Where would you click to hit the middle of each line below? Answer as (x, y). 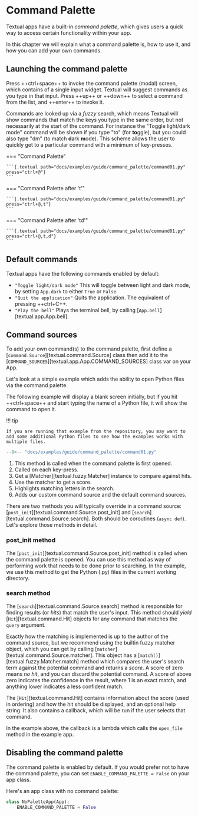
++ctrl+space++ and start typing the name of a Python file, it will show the (97, 403)
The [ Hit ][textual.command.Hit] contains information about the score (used (98, 698)
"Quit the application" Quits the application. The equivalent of (92, 298)
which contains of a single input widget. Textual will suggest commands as (97, 90)
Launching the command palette (67, 69)
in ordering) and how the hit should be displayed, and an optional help (91, 704)
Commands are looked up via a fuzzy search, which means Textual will (92, 113)
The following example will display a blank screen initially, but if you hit (92, 397)
